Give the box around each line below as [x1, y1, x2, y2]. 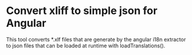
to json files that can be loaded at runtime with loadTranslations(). [6, 42, 165, 49]
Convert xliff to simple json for [6, 4, 158, 18]
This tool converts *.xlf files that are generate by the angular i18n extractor [6, 36, 186, 43]
